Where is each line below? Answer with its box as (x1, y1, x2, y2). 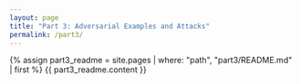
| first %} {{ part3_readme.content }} (9, 64, 148, 75)
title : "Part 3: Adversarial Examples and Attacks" (9, 22, 210, 31)
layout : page (9, 13, 59, 23)
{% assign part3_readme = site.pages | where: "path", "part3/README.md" (9, 55, 293, 66)
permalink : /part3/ (9, 30, 84, 39)
